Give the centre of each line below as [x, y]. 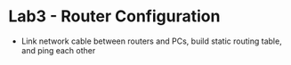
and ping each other [58, 50]
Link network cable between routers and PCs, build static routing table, [151, 41]
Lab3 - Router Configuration [114, 16]
